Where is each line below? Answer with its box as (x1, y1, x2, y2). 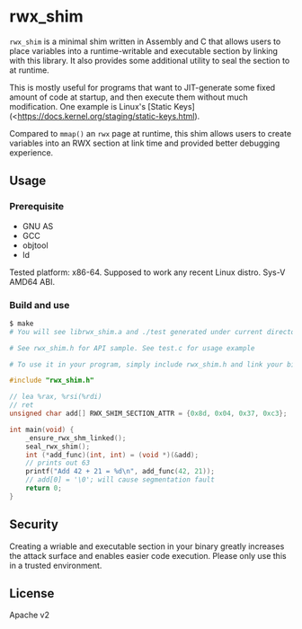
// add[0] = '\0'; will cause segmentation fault (25, 475, 216, 484)
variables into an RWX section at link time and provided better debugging (9, 137, 280, 148)
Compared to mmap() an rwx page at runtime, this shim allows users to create (9, 128, 292, 138)
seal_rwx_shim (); (25, 442, 91, 451)
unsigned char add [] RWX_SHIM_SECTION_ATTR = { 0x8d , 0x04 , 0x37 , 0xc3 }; (9, 409, 288, 419)
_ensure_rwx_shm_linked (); (25, 433, 127, 442)
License (9, 586, 55, 601)
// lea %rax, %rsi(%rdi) (9, 393, 102, 402)
